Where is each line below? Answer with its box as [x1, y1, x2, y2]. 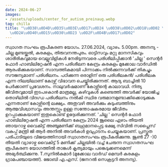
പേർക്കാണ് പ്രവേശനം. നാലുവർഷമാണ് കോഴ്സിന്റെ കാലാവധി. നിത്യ [5, 83, 142, 89]
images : [5, 12, 21, 17]
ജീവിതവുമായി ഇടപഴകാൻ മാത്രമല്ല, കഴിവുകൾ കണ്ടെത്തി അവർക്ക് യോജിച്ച [5, 89, 159, 95]
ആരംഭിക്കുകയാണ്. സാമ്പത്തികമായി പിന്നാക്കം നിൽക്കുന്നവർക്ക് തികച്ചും [5, 67, 152, 72]
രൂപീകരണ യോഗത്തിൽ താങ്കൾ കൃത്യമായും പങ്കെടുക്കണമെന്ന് [5, 145, 131, 151]
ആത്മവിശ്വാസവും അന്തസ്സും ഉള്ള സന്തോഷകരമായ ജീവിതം [5, 106, 127, 112]
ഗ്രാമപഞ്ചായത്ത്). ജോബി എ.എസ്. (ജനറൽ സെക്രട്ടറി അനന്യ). [5, 157, 137, 162]
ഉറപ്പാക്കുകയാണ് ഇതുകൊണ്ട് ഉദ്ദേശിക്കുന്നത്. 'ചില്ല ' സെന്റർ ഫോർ [5, 112, 141, 117]
